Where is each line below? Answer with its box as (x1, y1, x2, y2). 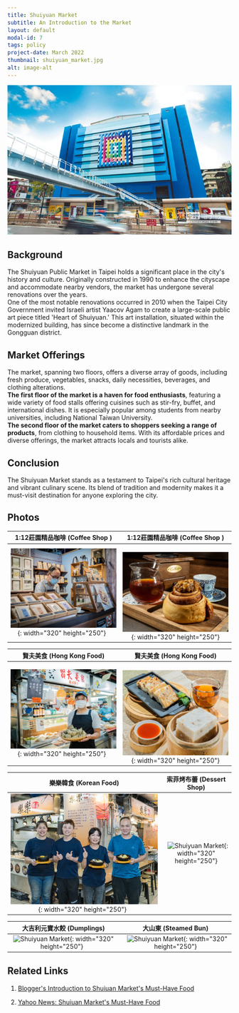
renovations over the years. (7, 290, 87, 299)
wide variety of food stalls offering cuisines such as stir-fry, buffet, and (7, 398, 216, 407)
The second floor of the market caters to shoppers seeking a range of (7, 421, 217, 429)
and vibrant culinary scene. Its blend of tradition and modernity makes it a (7, 483, 224, 492)
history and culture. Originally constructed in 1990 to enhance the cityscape (7, 275, 230, 284)
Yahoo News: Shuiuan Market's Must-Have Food (17, 997, 161, 1006)
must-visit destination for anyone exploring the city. (7, 491, 159, 499)
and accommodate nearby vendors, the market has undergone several (7, 282, 214, 292)
